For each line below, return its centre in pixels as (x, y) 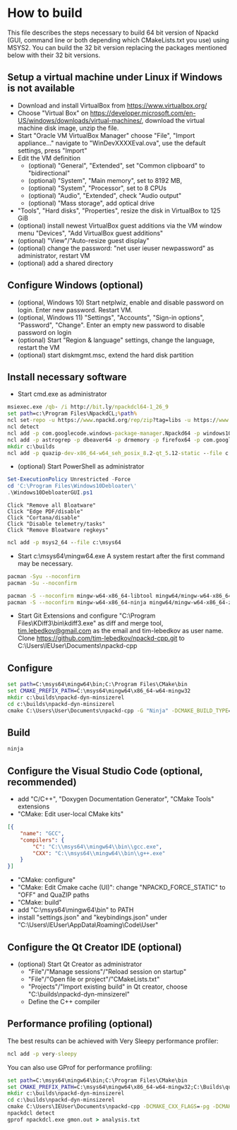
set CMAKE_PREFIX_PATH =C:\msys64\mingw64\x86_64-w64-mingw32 (99, 691)
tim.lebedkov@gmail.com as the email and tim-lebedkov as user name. (120, 631)
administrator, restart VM (54, 255)
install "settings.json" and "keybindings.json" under (92, 917)
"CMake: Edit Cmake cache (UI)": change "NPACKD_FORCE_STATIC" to (121, 888)
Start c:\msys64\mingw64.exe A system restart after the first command (121, 555)
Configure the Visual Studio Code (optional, (105, 771)
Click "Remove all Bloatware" (52, 505)
